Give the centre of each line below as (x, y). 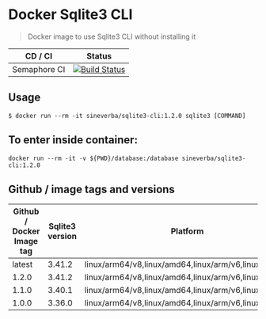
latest (23, 264)
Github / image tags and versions (92, 189)
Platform (187, 231)
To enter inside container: (73, 140)
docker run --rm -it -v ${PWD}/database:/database (93, 158)
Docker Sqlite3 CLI (70, 15)
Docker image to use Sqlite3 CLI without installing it (112, 36)
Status (99, 55)
